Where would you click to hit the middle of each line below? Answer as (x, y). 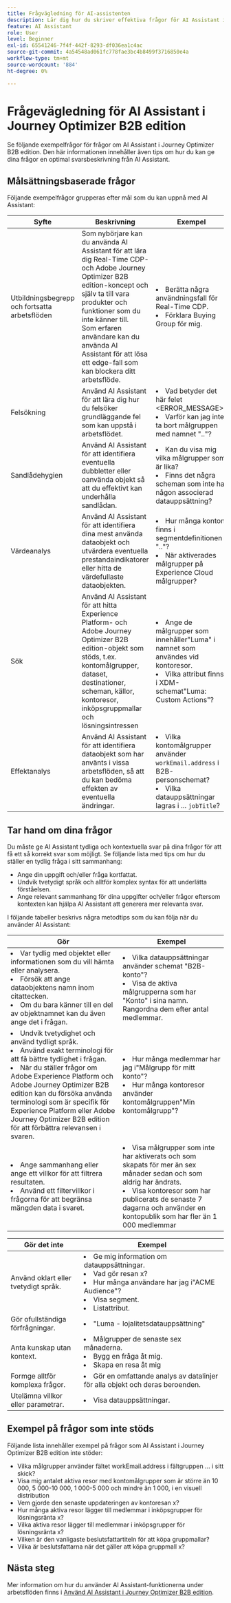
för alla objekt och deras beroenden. (142, 1385)
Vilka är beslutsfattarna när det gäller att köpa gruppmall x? (101, 1547)
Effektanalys (31, 772)
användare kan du (110, 337)
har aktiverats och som (159, 1156)
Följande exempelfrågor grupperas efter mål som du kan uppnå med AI (108, 198)
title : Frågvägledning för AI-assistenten (69, 13)
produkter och (104, 302)
